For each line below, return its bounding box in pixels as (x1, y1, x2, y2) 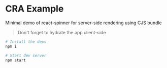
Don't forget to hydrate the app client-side (17, 29, 106, 35)
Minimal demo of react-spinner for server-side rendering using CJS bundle (5, 20, 162, 26)
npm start (5, 57, 26, 63)
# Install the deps (5, 39, 47, 44)
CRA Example (5, 3, 64, 15)
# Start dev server (5, 53, 47, 58)
